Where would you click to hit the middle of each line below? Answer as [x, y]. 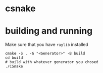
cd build [14, 58]
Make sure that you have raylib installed [47, 45]
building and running [49, 31]
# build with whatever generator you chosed [52, 62]
